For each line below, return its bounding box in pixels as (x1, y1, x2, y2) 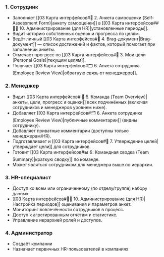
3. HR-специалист (5, 174, 51, 181)
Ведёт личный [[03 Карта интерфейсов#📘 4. (12, 36, 106, 42)
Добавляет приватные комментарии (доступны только (12, 128, 129, 133)
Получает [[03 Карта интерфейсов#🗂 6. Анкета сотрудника (12, 63, 140, 69)
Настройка (12, 201, 36, 207)
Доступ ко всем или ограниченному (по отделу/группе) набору (12, 185, 148, 191)
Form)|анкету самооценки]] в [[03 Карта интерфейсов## (39, 20, 159, 26)
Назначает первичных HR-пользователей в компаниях (12, 246, 129, 252)
